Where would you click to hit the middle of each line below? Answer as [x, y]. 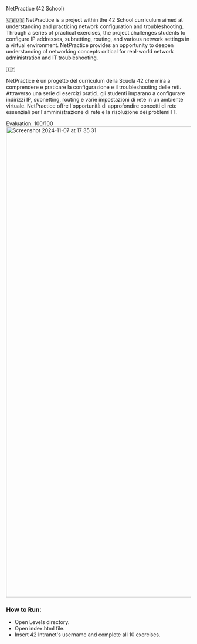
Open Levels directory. [42, 622]
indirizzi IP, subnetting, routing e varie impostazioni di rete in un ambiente [95, 100]
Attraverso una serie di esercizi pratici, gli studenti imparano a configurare [96, 93]
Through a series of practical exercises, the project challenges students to [96, 33]
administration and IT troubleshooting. [52, 58]
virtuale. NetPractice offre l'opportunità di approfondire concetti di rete [91, 106]
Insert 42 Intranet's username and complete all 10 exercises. [87, 635]
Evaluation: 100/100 [30, 123]
